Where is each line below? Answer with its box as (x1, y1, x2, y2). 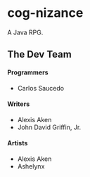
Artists (7, 139, 28, 147)
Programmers (7, 68, 49, 77)
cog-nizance (7, 5, 84, 21)
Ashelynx (17, 162, 45, 170)
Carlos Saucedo (17, 84, 65, 92)
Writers (7, 100, 30, 108)
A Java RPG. (7, 28, 44, 37)
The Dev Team (7, 48, 72, 60)
